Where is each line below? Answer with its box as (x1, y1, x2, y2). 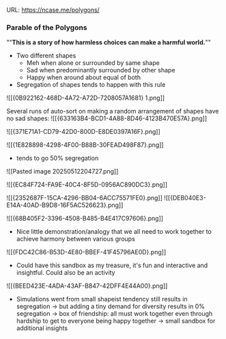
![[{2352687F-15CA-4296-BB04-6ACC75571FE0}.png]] (6, 194, 163, 202)
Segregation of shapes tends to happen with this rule (16, 81, 166, 89)
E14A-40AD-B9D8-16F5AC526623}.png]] (6, 201, 124, 209)
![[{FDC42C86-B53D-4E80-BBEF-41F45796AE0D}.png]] (6, 248, 167, 256)
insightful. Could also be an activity (16, 269, 115, 277)
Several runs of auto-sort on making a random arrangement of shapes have (6, 107, 219, 116)
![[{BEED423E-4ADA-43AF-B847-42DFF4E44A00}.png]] (6, 282, 168, 290)
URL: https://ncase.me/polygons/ (6, 6, 100, 14)
